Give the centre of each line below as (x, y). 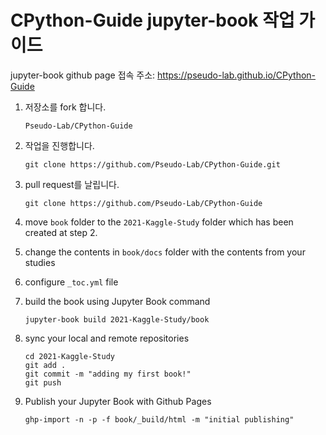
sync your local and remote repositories (107, 338)
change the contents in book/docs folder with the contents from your (165, 252)
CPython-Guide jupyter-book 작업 (152, 20)
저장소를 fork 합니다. (65, 107)
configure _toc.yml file (71, 282)
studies (40, 262)
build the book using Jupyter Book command (117, 301)
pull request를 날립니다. (72, 184)
